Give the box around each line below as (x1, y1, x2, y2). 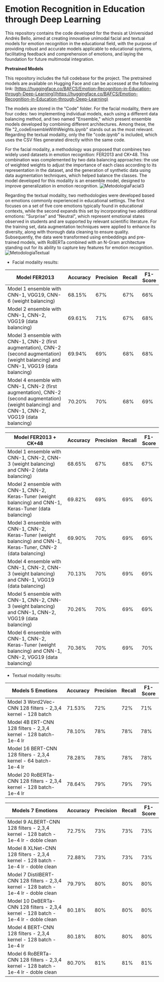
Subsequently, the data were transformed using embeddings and (5, 234, 136, 240)
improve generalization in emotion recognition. (5, 183, 99, 188)
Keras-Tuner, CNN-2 (7, 544, 57, 551)
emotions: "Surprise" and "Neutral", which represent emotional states (5, 213, 145, 219)
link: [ (5, 85, 16, 91)
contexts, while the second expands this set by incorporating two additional (5, 208, 157, 214)
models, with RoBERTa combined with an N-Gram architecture (20, 239, 145, 245)
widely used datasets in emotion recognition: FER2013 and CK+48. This (5, 151, 149, 158)
